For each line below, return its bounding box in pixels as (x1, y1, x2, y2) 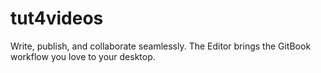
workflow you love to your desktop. (10, 50, 156, 62)
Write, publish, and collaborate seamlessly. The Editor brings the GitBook (10, 40, 312, 52)
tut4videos (10, 7, 104, 30)
